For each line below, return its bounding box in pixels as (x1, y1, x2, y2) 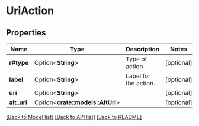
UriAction (6, 4, 54, 18)
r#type (9, 59, 29, 67)
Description (126, 45, 160, 53)
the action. (126, 79, 155, 87)
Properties (6, 28, 46, 38)
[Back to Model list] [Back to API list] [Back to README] (6, 114, 142, 120)
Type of (126, 55, 147, 63)
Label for (126, 72, 151, 80)
